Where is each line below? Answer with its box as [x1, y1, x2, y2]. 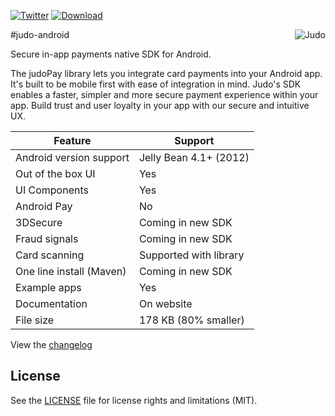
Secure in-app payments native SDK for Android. [10, 48, 212, 60]
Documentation [15, 297, 88, 310]
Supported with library [138, 248, 245, 262]
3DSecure [15, 216, 63, 229]
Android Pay [15, 200, 73, 213]
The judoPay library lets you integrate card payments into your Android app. [10, 68, 323, 79]
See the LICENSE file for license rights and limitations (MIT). [10, 394, 258, 406]
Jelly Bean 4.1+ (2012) [138, 151, 250, 164]
